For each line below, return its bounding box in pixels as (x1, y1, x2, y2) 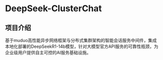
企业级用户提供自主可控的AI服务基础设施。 (5, 50, 91, 55)
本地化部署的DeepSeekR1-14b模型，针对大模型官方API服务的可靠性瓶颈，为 (5, 43, 159, 49)
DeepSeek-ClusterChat (5, 3, 102, 14)
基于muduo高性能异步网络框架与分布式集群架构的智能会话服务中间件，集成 (5, 38, 157, 43)
